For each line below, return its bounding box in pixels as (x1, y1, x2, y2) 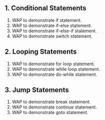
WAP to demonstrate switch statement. (11, 33, 93, 39)
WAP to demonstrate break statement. (11, 99, 91, 105)
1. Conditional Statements (4, 4, 86, 12)
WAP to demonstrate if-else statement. (11, 22, 92, 28)
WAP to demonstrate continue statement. (11, 104, 97, 110)
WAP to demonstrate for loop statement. (11, 61, 95, 67)
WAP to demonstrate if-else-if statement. (11, 27, 97, 34)
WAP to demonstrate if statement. (11, 17, 82, 23)
